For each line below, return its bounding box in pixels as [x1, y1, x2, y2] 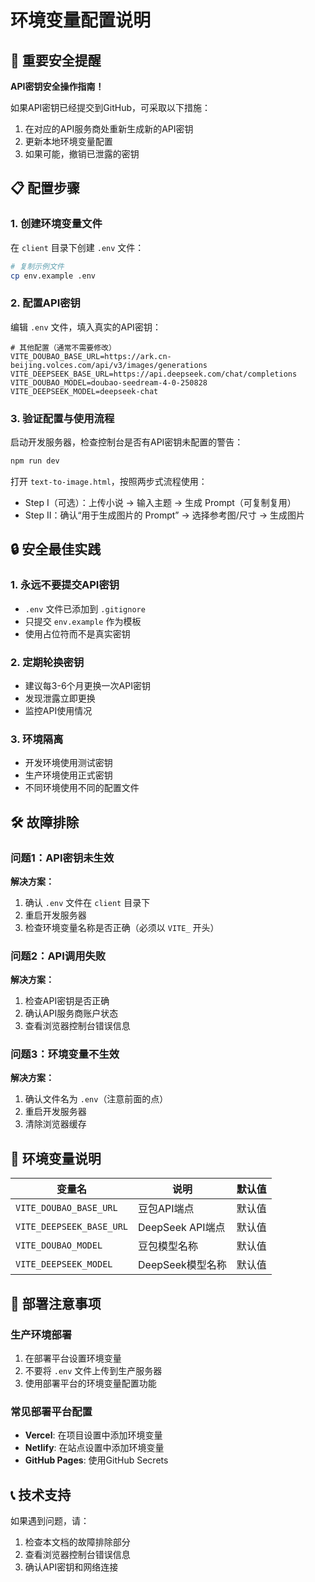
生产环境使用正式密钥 [24, 769, 113, 781]
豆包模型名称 [138, 1239, 199, 1253]
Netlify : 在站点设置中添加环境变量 [24, 1442, 165, 1454]
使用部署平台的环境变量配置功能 [24, 1377, 157, 1389]
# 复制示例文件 [10, 261, 65, 271]
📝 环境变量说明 [10, 1150, 102, 1167]
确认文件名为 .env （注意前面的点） [24, 1093, 169, 1105]
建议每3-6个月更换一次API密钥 [24, 679, 151, 691]
